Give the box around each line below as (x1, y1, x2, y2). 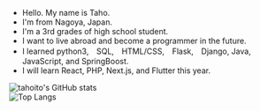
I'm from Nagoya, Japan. (21, 17, 113, 27)
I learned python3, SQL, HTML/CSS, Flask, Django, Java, (21, 46, 252, 56)
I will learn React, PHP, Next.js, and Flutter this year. (21, 65, 210, 76)
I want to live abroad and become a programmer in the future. (21, 35, 247, 46)
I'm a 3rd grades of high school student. (21, 26, 169, 36)
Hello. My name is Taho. (21, 8, 111, 18)
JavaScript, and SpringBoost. (21, 56, 129, 66)
